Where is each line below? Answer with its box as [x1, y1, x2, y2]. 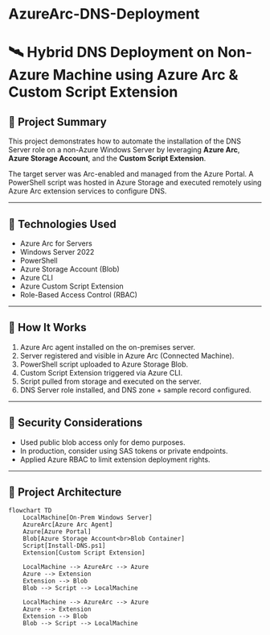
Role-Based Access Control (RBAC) [19, 290, 138, 299]
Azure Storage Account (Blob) [19, 264, 121, 274]
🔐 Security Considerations [8, 416, 143, 430]
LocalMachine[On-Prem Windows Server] [22, 513, 153, 522]
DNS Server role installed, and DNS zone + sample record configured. [19, 384, 252, 395]
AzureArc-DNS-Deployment [8, 5, 200, 23]
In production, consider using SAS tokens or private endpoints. [19, 446, 228, 455]
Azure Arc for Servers [19, 239, 92, 248]
